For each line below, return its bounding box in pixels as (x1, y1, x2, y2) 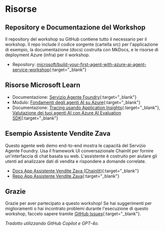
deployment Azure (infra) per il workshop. (5, 52, 90, 58)
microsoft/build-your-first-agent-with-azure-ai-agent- (36, 62, 147, 67)
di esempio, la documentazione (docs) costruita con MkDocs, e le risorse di (5, 47, 159, 52)
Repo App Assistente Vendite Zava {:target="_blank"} (12, 173, 120, 179)
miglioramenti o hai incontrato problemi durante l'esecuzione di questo (5, 206, 149, 212)
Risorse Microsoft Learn (5, 81, 80, 89)
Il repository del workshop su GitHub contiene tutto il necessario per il (5, 36, 147, 42)
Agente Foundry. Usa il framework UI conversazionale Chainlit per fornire (5, 148, 154, 154)
